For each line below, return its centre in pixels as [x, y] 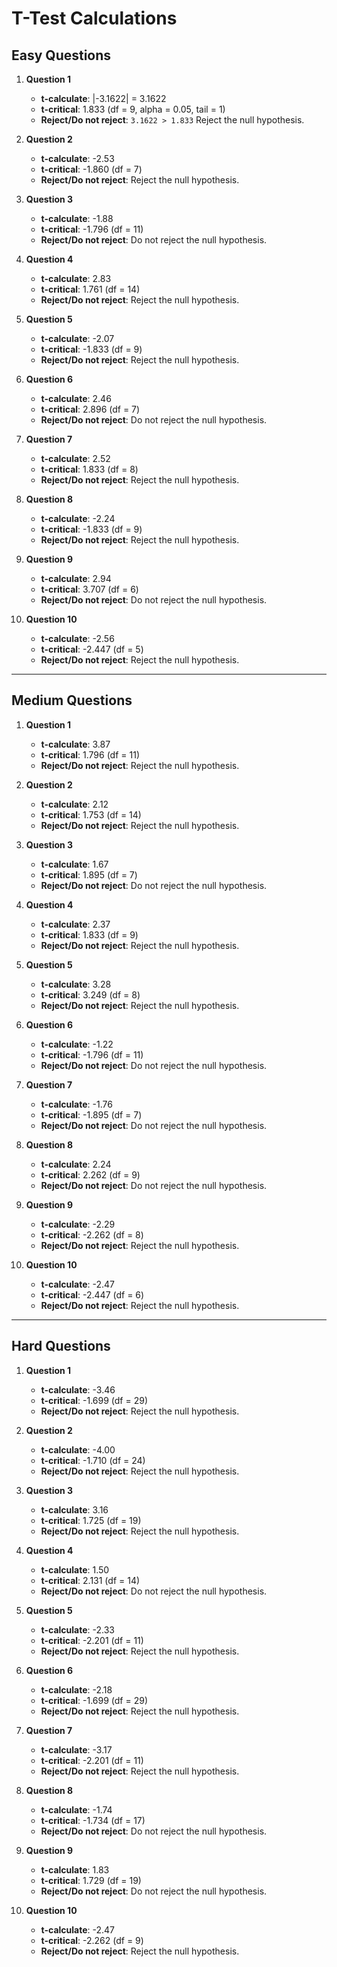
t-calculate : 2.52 [75, 458]
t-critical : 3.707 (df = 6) [89, 589]
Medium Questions [72, 700]
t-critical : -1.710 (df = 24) [93, 1460]
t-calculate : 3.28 [76, 984]
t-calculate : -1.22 [77, 1044]
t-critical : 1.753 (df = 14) [91, 814]
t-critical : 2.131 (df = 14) [90, 1580]
